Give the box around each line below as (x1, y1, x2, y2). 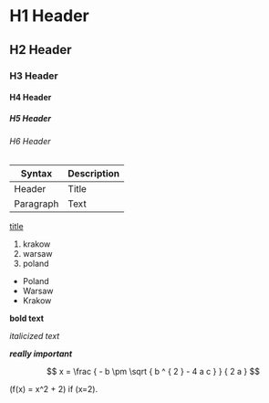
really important (9, 348, 73, 359)
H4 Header (9, 92, 52, 103)
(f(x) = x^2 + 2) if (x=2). (9, 383, 98, 394)
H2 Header (9, 42, 72, 58)
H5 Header (9, 112, 52, 123)
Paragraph (14, 197, 59, 210)
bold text (9, 313, 44, 323)
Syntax (20, 166, 53, 179)
